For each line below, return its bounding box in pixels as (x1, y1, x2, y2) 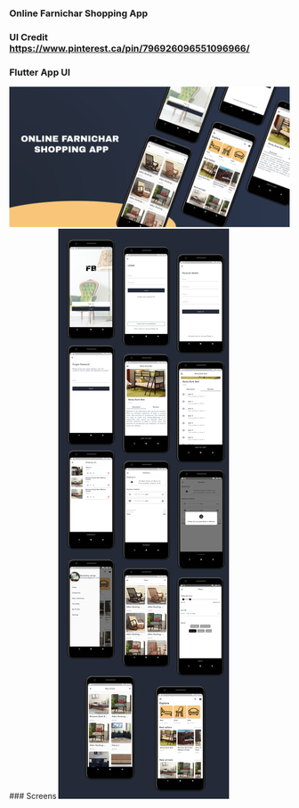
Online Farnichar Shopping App (9, 7, 149, 20)
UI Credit (9, 30, 49, 43)
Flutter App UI (9, 66, 71, 78)
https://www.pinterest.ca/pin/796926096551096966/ (9, 42, 250, 54)
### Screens (9, 791, 57, 802)
